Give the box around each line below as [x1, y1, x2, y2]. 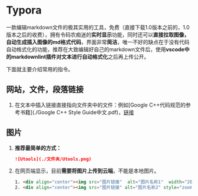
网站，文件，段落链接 [6, 85, 84, 95]
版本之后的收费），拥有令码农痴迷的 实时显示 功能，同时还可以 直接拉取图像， [6, 31, 190, 38]
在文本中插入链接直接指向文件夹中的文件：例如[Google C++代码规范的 [14, 101, 186, 108]
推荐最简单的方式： [14, 144, 62, 151]
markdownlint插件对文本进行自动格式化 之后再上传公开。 [11, 53, 149, 60]
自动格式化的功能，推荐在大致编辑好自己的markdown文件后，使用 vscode [6, 45, 184, 53]
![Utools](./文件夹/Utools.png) [14, 156, 92, 162]
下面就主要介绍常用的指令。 [6, 65, 74, 72]
